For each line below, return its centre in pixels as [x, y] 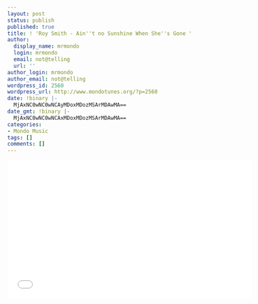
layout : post [26, 14]
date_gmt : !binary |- [39, 111]
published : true [31, 27]
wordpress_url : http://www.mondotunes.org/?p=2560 [83, 92]
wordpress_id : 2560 [36, 85]
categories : [24, 124]
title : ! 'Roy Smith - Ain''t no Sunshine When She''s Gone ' [100, 33]
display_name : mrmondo [46, 46]
